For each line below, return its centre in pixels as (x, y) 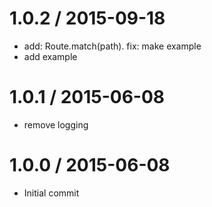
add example (50, 56)
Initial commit (51, 193)
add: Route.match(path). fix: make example (112, 46)
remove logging (56, 124)
